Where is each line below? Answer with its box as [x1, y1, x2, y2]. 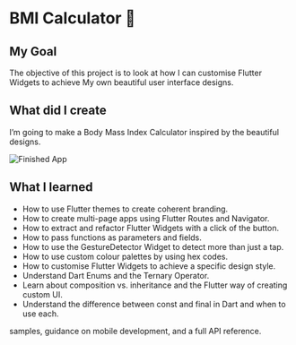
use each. [22, 308, 60, 319]
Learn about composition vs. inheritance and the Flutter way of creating [22, 280, 288, 290]
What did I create [9, 103, 108, 118]
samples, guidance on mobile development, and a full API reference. [9, 325, 262, 336]
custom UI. [22, 289, 63, 299]
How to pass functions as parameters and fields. [22, 232, 202, 243]
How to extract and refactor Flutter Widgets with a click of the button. [22, 222, 280, 233]
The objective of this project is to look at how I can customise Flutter [9, 67, 263, 78]
